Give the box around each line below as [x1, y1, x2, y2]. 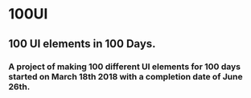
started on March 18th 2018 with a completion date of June [8, 71, 243, 82]
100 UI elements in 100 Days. [8, 37, 156, 51]
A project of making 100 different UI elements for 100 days [8, 61, 241, 72]
